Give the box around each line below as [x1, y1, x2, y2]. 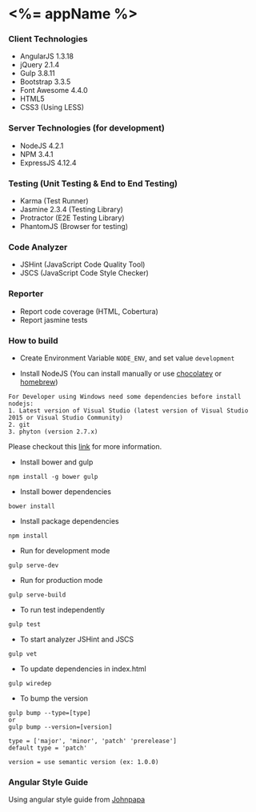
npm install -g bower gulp [8, 472, 98, 480]
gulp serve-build [8, 590, 66, 599]
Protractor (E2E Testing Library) [19, 213, 126, 223]
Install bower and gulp [19, 457, 94, 467]
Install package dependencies [19, 516, 119, 525]
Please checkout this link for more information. [8, 441, 162, 451]
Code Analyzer [8, 242, 68, 252]
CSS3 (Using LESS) [19, 103, 85, 112]
